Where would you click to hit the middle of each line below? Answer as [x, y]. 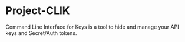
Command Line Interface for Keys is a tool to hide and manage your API [92, 27]
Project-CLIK [38, 11]
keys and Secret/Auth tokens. [41, 33]
